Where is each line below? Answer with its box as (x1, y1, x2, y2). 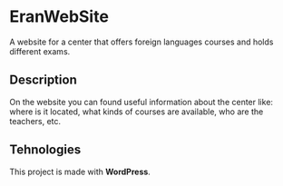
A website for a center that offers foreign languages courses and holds (9, 36, 274, 47)
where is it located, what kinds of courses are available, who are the (9, 106, 264, 117)
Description (9, 73, 77, 88)
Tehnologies (9, 142, 82, 158)
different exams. (9, 45, 71, 56)
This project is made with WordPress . (9, 166, 151, 177)
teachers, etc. (9, 115, 62, 126)
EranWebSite (9, 6, 109, 27)
